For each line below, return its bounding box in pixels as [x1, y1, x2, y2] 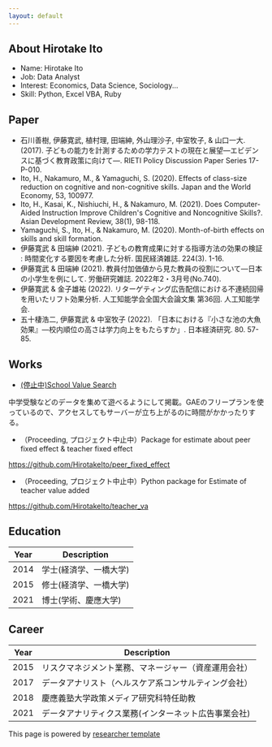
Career [8, 623, 45, 637]
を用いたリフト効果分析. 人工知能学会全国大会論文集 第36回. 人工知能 [19, 294, 253, 304]
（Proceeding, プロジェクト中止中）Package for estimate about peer [19, 435, 251, 445]
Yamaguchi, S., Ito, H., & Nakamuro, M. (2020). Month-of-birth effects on [19, 225, 266, 235]
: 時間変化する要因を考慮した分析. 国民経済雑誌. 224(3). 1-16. [19, 253, 225, 264]
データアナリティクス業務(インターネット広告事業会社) [41, 707, 251, 719]
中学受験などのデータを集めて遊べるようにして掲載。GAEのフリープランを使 [8, 397, 264, 407]
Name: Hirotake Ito [19, 63, 84, 73]
